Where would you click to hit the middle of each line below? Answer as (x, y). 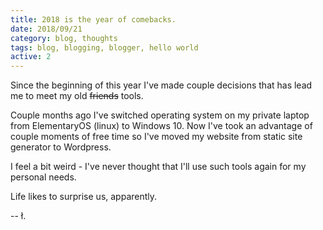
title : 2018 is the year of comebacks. (93, 19)
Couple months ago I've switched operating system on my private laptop (160, 115)
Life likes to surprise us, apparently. (84, 197)
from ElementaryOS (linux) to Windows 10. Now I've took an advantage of (161, 126)
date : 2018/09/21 (46, 29)
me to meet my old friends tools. (77, 96)
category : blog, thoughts (64, 38)
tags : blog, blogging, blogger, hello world (104, 47)
